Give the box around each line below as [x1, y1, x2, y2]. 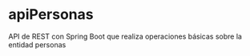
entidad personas [8, 39, 67, 49]
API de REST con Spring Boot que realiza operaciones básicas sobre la [8, 32, 243, 41]
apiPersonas [8, 6, 94, 24]
